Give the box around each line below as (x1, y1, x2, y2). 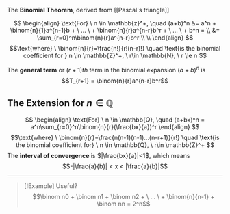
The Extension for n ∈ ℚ (7, 97, 114, 109)
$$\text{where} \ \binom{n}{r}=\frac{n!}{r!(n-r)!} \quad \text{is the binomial (9, 44, 221, 52)
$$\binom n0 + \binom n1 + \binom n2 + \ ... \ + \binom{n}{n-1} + (32, 193, 215, 201)
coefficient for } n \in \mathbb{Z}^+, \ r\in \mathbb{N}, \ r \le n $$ (23, 51, 207, 59)
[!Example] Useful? (23, 182, 78, 190)
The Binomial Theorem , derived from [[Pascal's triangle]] (7, 6, 170, 14)
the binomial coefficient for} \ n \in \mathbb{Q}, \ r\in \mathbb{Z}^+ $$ (16, 141, 214, 149)
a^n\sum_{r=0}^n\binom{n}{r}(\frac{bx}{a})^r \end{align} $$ (30, 123, 200, 131)
